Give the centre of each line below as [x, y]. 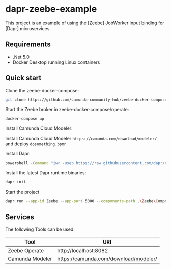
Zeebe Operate [26, 250]
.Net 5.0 [21, 57]
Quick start [23, 78]
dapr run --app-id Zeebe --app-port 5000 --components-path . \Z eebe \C [82, 201]
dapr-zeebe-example [51, 9]
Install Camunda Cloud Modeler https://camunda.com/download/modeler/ [81, 139]
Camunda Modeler [30, 259]
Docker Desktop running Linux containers [56, 62]
